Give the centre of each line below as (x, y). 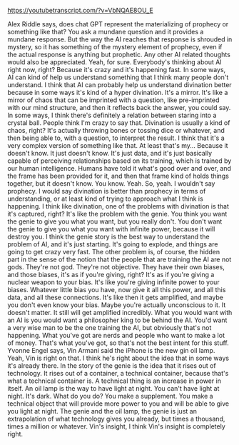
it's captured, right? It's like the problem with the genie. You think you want (117, 214)
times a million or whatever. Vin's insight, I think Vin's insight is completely (117, 426)
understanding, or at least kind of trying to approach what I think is (105, 199)
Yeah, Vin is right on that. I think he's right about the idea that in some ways (118, 358)
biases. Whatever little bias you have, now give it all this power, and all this (117, 290)
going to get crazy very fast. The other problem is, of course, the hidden (113, 252)
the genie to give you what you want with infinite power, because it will (111, 229)
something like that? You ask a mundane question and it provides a (106, 32)
